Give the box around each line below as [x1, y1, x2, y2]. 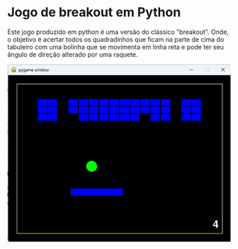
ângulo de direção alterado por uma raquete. [7, 50, 138, 59]
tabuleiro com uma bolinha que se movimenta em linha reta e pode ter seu [7, 42, 225, 51]
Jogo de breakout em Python [7, 4, 181, 21]
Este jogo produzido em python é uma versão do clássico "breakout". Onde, [7, 28, 229, 36]
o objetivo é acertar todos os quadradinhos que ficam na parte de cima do [7, 35, 225, 43]
